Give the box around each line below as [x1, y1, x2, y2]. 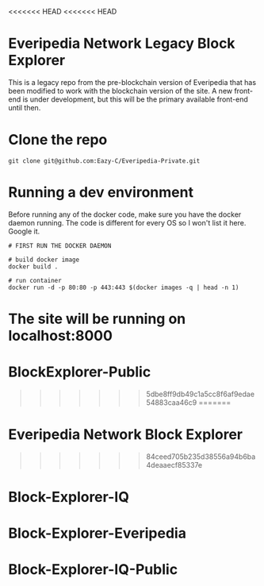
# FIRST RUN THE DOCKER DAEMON [8, 241, 112, 249]
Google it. [8, 226, 40, 236]
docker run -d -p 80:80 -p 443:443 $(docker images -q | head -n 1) [8, 283, 239, 291]
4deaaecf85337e [146, 460, 203, 469]
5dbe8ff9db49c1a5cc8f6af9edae [146, 389, 255, 399]
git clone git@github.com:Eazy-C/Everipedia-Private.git [8, 156, 201, 165]
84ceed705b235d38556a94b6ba [146, 452, 256, 461]
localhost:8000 [8, 327, 113, 345]
